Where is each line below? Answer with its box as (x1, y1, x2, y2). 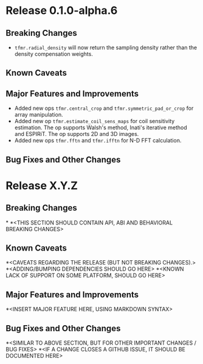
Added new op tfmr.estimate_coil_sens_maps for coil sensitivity (14, 118, 175, 125)
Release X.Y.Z (5, 178, 78, 192)
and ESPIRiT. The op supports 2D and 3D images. (14, 130, 139, 138)
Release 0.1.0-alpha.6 (5, 4, 118, 18)
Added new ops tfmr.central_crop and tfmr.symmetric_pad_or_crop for (14, 104, 194, 112)
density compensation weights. (14, 50, 94, 58)
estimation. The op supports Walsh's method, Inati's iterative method (14, 124, 188, 131)
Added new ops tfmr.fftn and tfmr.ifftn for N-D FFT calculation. (14, 137, 182, 144)
